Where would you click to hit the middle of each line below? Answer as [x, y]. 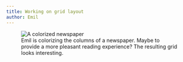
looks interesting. [42, 53]
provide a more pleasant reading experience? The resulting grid [99, 46]
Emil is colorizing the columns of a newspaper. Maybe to [90, 40]
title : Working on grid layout [45, 12]
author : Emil [22, 17]
